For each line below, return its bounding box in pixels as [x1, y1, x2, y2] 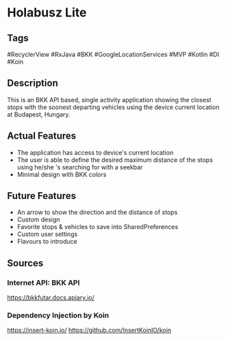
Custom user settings [16, 230, 78, 238]
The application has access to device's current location [16, 148, 173, 156]
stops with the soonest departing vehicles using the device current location [7, 103, 220, 111]
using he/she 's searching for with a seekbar [16, 163, 143, 171]
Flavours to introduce [16, 237, 77, 246]
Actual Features [7, 130, 77, 142]
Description [7, 78, 58, 89]
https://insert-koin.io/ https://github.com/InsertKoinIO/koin [7, 326, 172, 334]
